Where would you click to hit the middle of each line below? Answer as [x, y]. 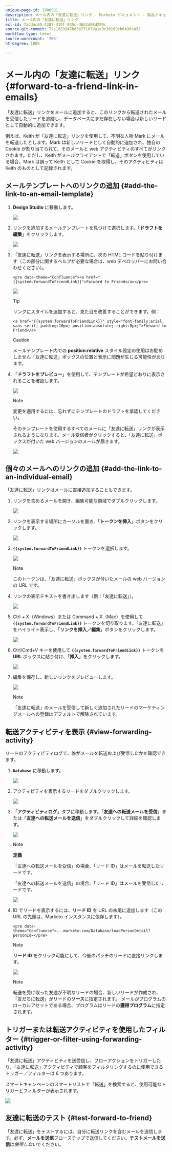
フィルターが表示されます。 [52, 1090]
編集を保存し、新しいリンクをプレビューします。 [64, 677]
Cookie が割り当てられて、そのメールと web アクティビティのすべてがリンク [85, 148]
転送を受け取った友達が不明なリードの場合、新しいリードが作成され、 [87, 993]
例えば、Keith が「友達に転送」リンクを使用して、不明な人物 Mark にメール [85, 136]
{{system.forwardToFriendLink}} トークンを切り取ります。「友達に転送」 [89, 623]
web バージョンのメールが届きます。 [84, 441]
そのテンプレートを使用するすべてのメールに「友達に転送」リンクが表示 [89, 428]
